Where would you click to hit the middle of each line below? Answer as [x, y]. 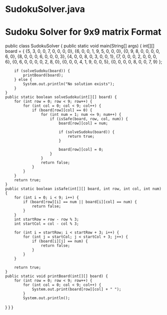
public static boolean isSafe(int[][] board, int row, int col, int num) [83, 189]
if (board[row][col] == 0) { [62, 110]
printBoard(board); [43, 75]
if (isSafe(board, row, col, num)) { [89, 119]
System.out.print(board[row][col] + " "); [77, 290]
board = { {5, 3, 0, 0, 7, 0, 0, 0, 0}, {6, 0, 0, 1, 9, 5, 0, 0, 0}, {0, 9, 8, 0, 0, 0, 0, [83, 51]
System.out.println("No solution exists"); [69, 84]
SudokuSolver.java [45, 9]
